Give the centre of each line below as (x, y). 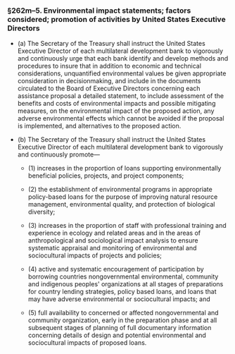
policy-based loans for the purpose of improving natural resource (123, 197)
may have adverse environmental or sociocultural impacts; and (119, 299)
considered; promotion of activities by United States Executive (117, 19)
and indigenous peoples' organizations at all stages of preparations (126, 284)
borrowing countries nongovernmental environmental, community (123, 276)
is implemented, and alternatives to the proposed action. (99, 126)
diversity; (42, 212)
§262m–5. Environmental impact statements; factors (99, 11)
